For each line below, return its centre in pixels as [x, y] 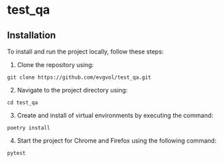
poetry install [29, 128]
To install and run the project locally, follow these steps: [86, 51]
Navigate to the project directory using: [72, 90]
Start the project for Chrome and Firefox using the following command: [117, 140]
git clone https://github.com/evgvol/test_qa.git [79, 77]
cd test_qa [23, 103]
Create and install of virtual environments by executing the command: [115, 115]
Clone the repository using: [55, 65]
